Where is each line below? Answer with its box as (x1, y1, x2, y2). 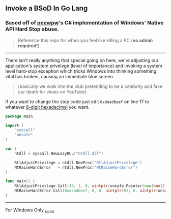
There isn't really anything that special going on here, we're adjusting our (5, 57, 159, 63)
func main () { (5, 179, 36, 184)
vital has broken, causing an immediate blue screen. (5, 73, 115, 79)
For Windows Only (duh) (5, 207, 54, 214)
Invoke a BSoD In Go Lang (5, 4, 88, 13)
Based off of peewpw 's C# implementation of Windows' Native (5, 19, 164, 26)
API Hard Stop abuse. (5, 25, 60, 33)
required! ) (17, 43, 40, 49)
